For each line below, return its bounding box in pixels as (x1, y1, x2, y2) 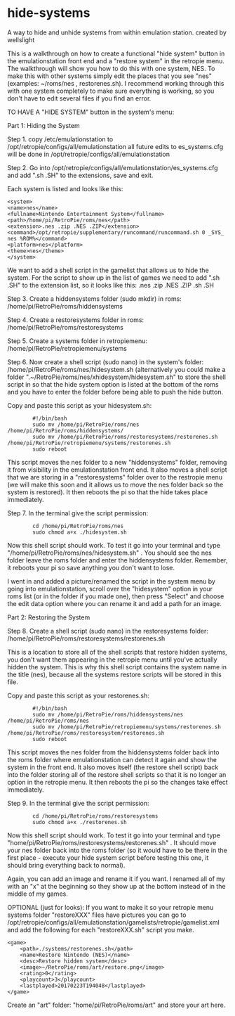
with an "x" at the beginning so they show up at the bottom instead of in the (7, 882, 226, 890)
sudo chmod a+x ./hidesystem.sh (32, 529, 128, 536)
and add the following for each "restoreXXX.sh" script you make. (7, 925, 194, 934)
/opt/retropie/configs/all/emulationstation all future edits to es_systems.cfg (7, 142, 223, 150)
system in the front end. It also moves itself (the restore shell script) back (7, 763, 219, 771)
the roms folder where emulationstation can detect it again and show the (7, 755, 217, 764)
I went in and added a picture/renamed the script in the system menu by (7, 577, 216, 585)
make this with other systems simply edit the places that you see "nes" (7, 72, 213, 80)
